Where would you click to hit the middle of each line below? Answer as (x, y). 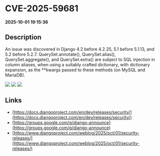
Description (23, 37)
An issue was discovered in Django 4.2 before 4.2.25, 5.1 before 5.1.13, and (80, 49)
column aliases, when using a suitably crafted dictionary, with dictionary (78, 64)
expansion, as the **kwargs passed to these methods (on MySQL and (75, 70)
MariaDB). (15, 75)
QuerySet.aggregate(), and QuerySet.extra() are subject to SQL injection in (80, 59)
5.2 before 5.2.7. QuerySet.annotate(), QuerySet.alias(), (60, 54)
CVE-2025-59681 (42, 9)
